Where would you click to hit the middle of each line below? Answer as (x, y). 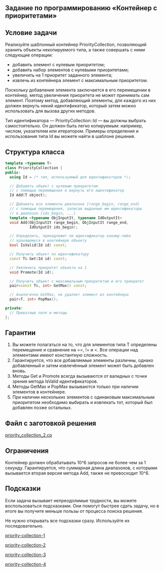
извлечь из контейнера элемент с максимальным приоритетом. (80, 81)
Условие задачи (31, 32)
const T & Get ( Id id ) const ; (38, 259)
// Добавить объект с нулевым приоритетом (54, 186)
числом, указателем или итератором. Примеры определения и (72, 131)
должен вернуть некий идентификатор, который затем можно (71, 106)
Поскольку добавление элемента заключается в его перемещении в (78, 90)
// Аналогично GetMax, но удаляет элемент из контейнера (69, 295)
